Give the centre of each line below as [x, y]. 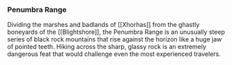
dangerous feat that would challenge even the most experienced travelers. [114, 54]
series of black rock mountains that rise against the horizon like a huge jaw [115, 39]
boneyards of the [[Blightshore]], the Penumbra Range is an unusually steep [116, 32]
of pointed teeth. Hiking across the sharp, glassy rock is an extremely [107, 47]
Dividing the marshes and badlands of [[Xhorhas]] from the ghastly [103, 25]
